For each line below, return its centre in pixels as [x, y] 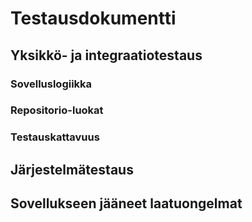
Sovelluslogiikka [51, 84]
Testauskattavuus [55, 137]
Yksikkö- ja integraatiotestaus [106, 55]
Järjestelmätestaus [72, 169]
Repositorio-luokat [57, 110]
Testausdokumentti [93, 18]
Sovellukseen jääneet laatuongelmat [126, 203]
